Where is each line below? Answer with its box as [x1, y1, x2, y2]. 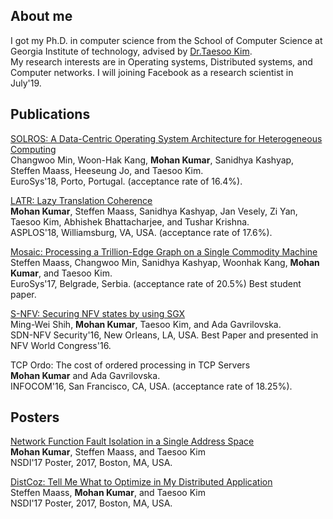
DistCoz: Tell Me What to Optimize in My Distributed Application [10, 476, 273, 488]
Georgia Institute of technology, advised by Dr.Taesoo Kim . [10, 45, 253, 57]
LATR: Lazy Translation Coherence [10, 194, 153, 206]
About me [10, 8, 73, 25]
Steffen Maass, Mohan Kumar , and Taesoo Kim [10, 487, 206, 499]
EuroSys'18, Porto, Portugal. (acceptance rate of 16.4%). [10, 175, 243, 187]
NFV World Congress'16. [10, 339, 112, 351]
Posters [10, 409, 60, 426]
